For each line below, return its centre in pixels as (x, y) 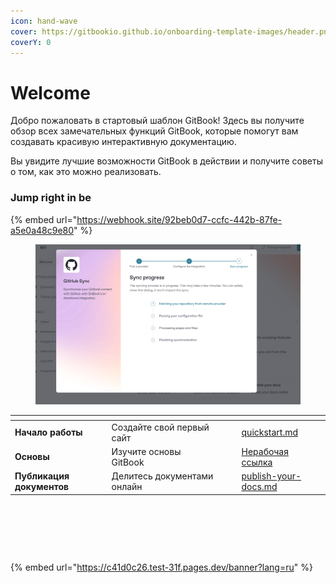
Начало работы (48, 432)
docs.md (259, 487)
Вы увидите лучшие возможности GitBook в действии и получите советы (166, 161)
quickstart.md (270, 432)
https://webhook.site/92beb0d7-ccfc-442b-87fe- (179, 219)
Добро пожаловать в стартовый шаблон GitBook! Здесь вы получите (157, 121)
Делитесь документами (162, 476)
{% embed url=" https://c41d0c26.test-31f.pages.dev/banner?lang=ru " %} (161, 567)
